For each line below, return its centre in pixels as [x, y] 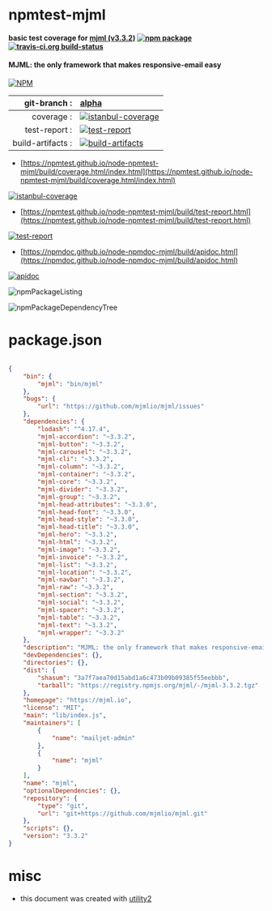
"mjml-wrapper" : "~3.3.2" [81, 633]
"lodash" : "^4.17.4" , [74, 429]
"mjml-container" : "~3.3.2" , [87, 475]
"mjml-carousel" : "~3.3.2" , [85, 451]
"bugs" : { [40, 399]
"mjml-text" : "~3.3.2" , [77, 625]
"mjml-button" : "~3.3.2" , [81, 444]
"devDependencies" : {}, [63, 655]
